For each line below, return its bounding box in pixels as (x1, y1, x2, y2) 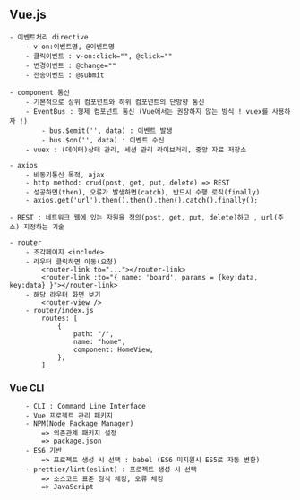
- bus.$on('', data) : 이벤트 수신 (41, 135, 165, 144)
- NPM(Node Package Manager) (25, 419, 134, 428)
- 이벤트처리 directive (9, 32, 89, 41)
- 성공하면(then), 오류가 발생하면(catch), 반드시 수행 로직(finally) (25, 187, 261, 196)
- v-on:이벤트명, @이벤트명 (25, 42, 115, 51)
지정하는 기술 (23, 222, 65, 231)
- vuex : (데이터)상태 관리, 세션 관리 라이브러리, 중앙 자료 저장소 (25, 145, 247, 154)
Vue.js (9, 7, 47, 22)
